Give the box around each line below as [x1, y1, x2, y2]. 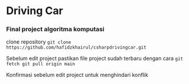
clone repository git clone [6, 38, 71, 45]
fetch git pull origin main [6, 61, 76, 67]
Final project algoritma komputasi [6, 25, 105, 33]
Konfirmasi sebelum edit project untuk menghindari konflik [6, 72, 149, 79]
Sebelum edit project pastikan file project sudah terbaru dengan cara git [6, 55, 183, 62]
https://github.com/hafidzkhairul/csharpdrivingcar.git [6, 45, 146, 51]
